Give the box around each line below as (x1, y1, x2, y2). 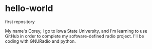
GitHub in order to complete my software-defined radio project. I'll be (5, 33, 144, 39)
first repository (5, 19, 35, 24)
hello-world (5, 3, 54, 14)
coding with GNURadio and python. (5, 38, 76, 44)
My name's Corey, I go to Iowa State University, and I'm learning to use (5, 28, 148, 34)
